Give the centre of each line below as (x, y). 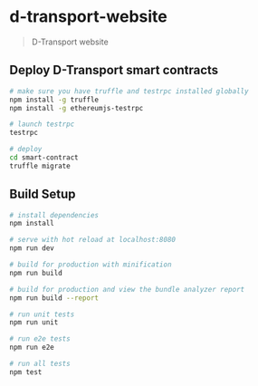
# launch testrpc (42, 124)
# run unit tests (42, 314)
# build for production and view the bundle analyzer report (127, 289)
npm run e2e (32, 347)
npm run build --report (54, 298)
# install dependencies (54, 215)
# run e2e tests (40, 339)
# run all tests (40, 364)
